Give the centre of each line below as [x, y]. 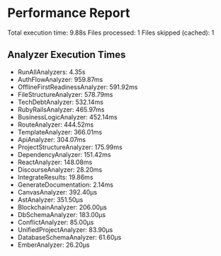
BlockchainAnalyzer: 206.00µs [62, 207]
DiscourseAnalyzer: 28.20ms [60, 169]
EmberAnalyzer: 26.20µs [53, 245]
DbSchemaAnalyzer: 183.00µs [62, 214]
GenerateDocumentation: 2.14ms [65, 185]
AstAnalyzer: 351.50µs [50, 199]
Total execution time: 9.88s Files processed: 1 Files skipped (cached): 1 [111, 33]
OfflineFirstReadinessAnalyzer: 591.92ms [78, 87]
